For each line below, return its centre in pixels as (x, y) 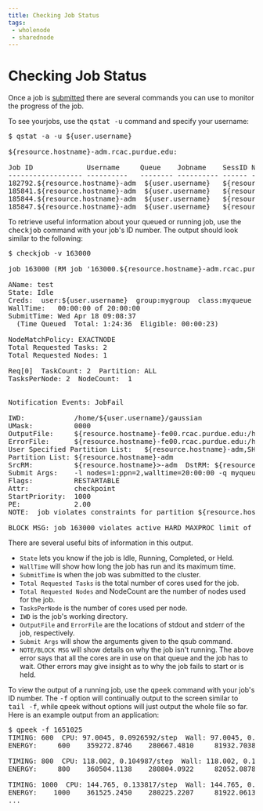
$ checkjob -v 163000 (50, 253)
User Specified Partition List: (70, 449)
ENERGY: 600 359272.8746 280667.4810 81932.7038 (132, 746)
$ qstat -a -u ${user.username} (70, 136)
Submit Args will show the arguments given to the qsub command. (126, 642)
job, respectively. (47, 633)
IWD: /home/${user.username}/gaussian (105, 418)
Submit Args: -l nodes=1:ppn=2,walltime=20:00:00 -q (117, 473)
